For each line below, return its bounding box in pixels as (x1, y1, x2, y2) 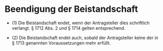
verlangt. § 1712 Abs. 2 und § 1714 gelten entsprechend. (11, 25, 126, 31)
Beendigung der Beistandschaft (4, 3, 138, 15)
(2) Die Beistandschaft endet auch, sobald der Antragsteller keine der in (11, 35, 159, 41)
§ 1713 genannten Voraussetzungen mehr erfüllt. (11, 40, 111, 46)
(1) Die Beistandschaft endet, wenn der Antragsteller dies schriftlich (11, 20, 150, 26)
